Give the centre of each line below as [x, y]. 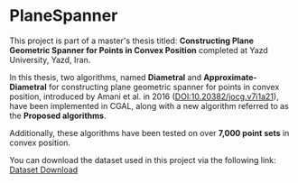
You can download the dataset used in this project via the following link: [143, 160]
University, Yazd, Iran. [50, 59]
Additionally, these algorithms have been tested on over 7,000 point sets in [149, 133]
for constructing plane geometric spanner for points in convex [164, 87]
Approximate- [230, 77]
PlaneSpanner [64, 16]
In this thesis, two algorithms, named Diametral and [105, 77]
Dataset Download [44, 169]
